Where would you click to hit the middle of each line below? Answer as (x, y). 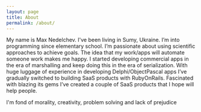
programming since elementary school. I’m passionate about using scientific (101, 46)
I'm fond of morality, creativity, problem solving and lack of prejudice (91, 102)
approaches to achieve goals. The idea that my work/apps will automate (95, 53)
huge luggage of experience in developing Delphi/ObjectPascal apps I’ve (97, 72)
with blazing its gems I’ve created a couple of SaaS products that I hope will (100, 84)
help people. (22, 91)
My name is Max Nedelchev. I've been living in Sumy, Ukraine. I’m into (93, 40)
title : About (23, 17)
